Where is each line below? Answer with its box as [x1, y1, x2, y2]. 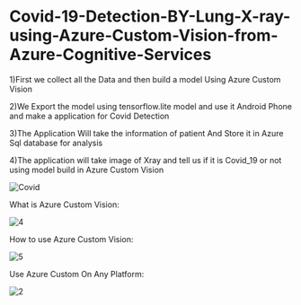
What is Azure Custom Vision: [9, 199, 120, 210]
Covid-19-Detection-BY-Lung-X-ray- [9, 6, 291, 27]
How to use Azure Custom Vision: [9, 233, 134, 244]
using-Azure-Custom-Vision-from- [9, 25, 279, 46]
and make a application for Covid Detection [9, 110, 170, 121]
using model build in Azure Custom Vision [9, 164, 164, 175]
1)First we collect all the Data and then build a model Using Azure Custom [9, 74, 281, 84]
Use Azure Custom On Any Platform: [9, 268, 145, 279]
